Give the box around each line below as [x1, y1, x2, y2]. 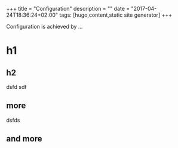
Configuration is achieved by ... [6, 23, 83, 30]
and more [6, 134, 43, 144]
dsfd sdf [6, 84, 27, 90]
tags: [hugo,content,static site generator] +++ [59, 11, 172, 18]
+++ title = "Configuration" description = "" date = [6, 5, 130, 12]
